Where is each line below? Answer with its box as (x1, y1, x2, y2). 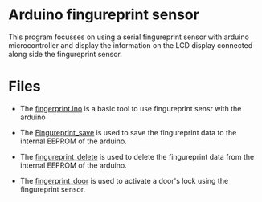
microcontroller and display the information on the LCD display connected (8, 40, 253, 50)
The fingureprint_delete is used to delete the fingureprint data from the (19, 151, 255, 161)
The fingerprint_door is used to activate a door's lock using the (19, 176, 229, 185)
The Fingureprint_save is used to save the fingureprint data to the (19, 127, 237, 137)
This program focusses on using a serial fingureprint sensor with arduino (8, 32, 249, 42)
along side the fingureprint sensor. (8, 49, 122, 59)
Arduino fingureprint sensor (8, 6, 199, 24)
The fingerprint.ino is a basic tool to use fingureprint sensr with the (19, 103, 242, 113)
